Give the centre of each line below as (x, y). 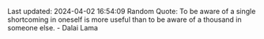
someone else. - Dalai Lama (53, 28)
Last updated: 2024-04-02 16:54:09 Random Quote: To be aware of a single (132, 11)
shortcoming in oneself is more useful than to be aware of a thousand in (124, 19)
